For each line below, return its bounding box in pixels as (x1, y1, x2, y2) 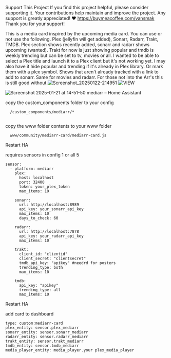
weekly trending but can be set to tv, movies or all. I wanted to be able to (5, 52, 159, 58)
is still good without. (5, 79, 48, 86)
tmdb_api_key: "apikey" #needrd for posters (18, 261, 116, 266)
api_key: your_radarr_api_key (18, 233, 84, 238)
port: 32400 (18, 180, 45, 185)
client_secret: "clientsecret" (18, 256, 86, 261)
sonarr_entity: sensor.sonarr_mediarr (5, 330, 88, 335)
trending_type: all (18, 287, 61, 292)
